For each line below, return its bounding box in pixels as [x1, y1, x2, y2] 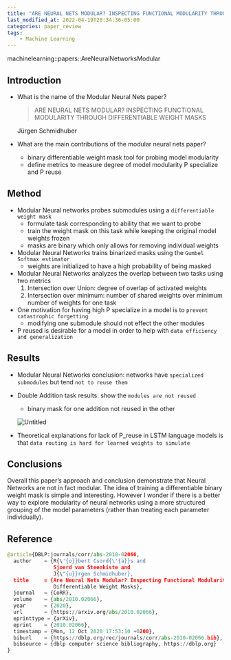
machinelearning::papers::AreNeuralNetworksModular [7, 54, 161, 63]
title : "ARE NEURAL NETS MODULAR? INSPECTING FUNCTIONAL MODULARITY [7, 10, 208, 17]
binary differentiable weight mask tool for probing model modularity [27, 153, 219, 162]
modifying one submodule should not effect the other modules [27, 319, 205, 327]
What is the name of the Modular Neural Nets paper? [16, 92, 167, 100]
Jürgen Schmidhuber [16, 126, 78, 135]
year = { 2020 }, [13, 602, 72, 609]
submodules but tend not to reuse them [16, 377, 128, 386]
